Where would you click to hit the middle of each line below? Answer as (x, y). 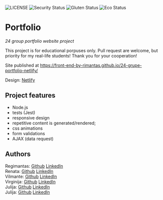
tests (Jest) (24, 113)
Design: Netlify (20, 80)
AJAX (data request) (33, 139)
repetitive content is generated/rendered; (54, 123)
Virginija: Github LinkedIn (30, 181)
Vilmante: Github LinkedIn (31, 176)
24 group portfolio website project (40, 41)
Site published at (22, 65)
